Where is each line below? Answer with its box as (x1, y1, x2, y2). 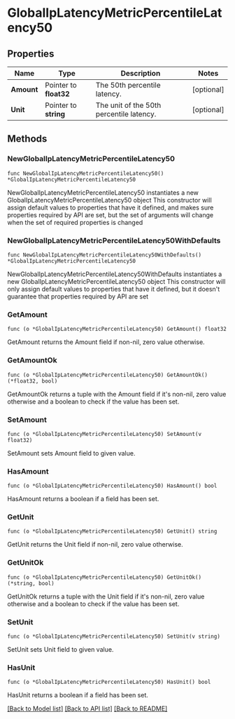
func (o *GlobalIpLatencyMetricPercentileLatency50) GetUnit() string (7, 528, 218, 535)
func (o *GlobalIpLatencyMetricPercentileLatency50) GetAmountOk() (7, 371, 208, 378)
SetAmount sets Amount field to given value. (7, 448, 136, 457)
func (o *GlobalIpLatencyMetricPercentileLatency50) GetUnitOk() (7, 573, 201, 581)
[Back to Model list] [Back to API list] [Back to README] (7, 704, 168, 713)
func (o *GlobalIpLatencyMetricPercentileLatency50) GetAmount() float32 (7, 326, 227, 333)
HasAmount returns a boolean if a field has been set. (7, 495, 159, 503)
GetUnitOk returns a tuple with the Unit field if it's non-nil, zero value (7, 592, 205, 601)
